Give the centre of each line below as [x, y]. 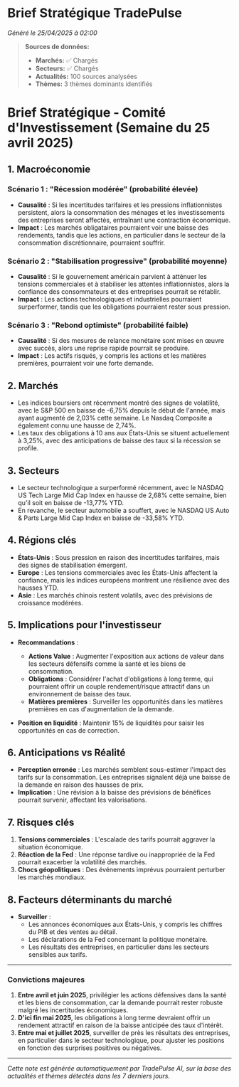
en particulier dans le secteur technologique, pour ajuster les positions [121, 1041]
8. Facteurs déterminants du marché [90, 900]
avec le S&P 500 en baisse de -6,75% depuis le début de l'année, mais [121, 410]
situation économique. [50, 847]
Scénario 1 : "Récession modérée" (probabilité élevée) [103, 189]
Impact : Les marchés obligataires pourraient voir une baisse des [113, 227]
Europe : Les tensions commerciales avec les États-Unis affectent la [118, 572]
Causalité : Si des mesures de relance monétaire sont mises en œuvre [121, 341]
